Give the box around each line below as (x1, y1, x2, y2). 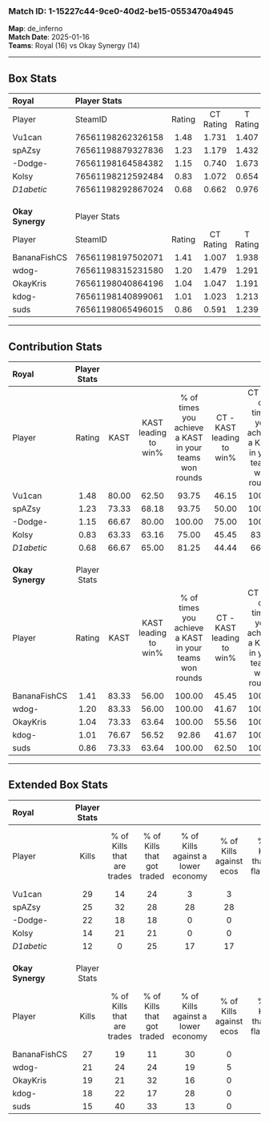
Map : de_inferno (8, 24, 63, 34)
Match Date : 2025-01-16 (8, 32, 90, 42)
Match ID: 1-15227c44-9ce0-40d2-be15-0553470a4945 (8, 6, 234, 17)
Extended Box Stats (8, 778, 108, 792)
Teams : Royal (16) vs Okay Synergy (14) (8, 41, 140, 50)
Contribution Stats (8, 340, 102, 353)
